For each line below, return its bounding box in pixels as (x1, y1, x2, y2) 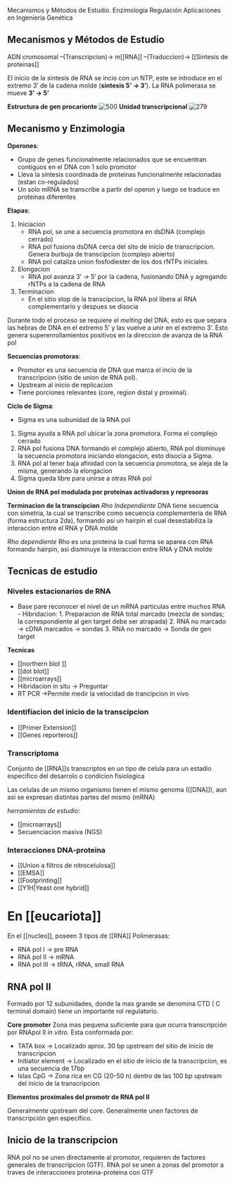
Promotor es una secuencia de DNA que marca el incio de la (17, 366, 192, 374)
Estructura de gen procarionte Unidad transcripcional (7, 102, 188, 111)
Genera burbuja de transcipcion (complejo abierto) (27, 249, 175, 258)
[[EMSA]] (17, 869, 44, 877)
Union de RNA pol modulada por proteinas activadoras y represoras (7, 488, 209, 496)
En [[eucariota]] (7, 908, 102, 924)
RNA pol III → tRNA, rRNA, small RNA (17, 960, 125, 969)
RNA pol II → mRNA (17, 953, 75, 961)
